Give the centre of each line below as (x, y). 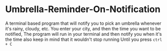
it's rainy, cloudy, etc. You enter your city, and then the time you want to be (83, 28)
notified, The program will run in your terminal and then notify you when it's (84, 34)
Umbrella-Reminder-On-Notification (83, 9)
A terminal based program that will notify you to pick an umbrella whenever (83, 23)
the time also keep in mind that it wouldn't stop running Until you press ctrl (84, 39)
